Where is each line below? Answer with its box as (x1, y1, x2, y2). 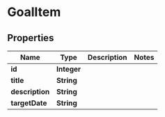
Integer (56, 64, 81, 74)
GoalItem (7, 4, 61, 20)
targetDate (10, 98, 47, 108)
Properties (7, 32, 54, 44)
